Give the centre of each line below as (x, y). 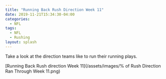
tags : (11, 28)
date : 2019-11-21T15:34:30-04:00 (40, 14)
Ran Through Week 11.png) (33, 71)
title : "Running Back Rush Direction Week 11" (54, 10)
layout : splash (21, 42)
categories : (17, 19)
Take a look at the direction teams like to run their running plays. (71, 56)
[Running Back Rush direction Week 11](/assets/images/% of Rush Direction (83, 66)
